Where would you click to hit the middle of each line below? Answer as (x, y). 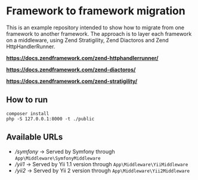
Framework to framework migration (96, 11)
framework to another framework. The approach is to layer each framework (99, 33)
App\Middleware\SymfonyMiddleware (58, 158)
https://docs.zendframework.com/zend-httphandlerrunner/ (83, 58)
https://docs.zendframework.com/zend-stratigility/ (72, 81)
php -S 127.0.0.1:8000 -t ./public (50, 119)
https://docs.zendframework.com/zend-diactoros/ (71, 69)
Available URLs (35, 137)
